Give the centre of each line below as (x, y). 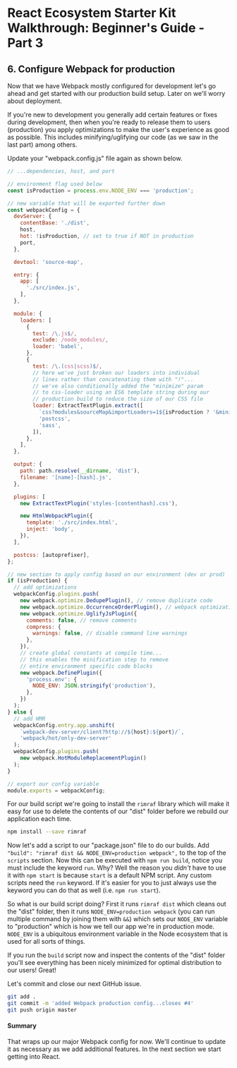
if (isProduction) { (38, 581)
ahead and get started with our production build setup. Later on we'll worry (116, 94)
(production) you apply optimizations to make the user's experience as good (118, 130)
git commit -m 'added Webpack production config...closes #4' (101, 1004)
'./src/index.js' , (53, 288)
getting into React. (34, 1057)
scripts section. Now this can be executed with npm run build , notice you (115, 860)
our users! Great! (32, 970)
